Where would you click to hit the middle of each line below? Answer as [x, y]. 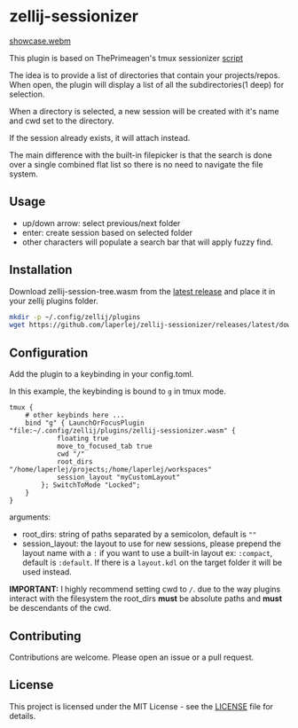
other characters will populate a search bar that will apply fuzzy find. [147, 242]
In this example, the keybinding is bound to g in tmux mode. [118, 391]
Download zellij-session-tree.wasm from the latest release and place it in [142, 291]
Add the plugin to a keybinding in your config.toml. [102, 374]
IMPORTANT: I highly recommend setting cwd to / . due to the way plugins [145, 589]
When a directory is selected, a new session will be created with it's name [144, 111]
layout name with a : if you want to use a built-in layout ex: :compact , [147, 553]
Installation [41, 270]
